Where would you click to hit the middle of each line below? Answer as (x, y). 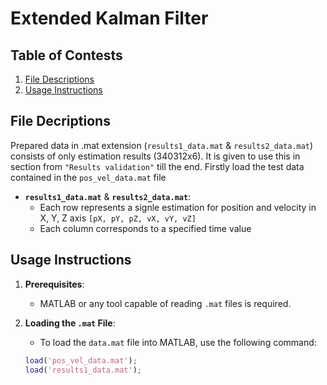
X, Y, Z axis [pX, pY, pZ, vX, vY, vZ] (118, 218)
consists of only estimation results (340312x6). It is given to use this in (155, 156)
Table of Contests (66, 55)
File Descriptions (59, 79)
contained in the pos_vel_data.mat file (88, 177)
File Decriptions (60, 121)
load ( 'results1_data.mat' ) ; (83, 370)
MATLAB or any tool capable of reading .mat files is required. (165, 303)
